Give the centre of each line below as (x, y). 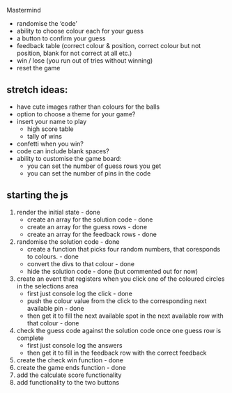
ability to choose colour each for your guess (80, 31)
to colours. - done (53, 256)
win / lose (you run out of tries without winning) (85, 61)
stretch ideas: (37, 90)
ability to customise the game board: (69, 158)
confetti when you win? (50, 144)
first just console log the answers (75, 345)
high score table (50, 129)
